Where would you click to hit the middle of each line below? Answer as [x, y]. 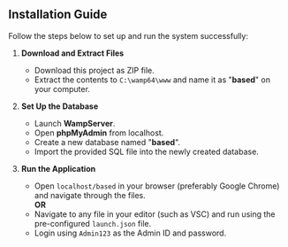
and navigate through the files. [90, 195]
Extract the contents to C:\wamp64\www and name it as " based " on [152, 80]
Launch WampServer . [75, 123]
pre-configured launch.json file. [93, 223]
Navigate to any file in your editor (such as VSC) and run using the [155, 214]
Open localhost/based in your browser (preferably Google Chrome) [157, 186]
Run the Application [58, 168]
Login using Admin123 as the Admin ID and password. [130, 233]
